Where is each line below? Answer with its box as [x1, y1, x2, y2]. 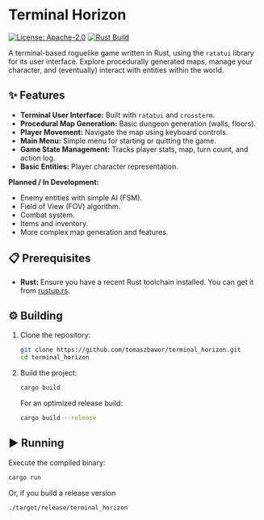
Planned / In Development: [8, 177, 99, 187]
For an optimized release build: [19, 398, 124, 408]
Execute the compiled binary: [8, 458, 106, 468]
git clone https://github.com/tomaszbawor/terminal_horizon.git [19, 346, 241, 354]
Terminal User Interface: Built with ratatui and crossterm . [19, 110, 216, 120]
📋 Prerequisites [8, 252, 91, 266]
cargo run [8, 473, 42, 481]
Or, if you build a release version [8, 488, 116, 497]
